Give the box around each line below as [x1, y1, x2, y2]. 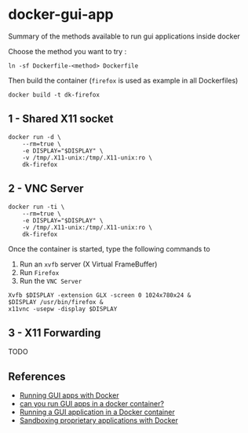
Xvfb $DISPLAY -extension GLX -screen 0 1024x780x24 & [8, 291, 191, 299]
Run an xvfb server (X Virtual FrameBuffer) [19, 259, 158, 269]
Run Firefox [19, 267, 60, 277]
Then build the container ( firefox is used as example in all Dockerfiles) [8, 75, 239, 85]
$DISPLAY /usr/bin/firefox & [8, 298, 104, 306]
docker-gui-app [8, 6, 114, 24]
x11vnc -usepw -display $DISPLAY [8, 305, 118, 313]
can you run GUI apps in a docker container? [19, 399, 165, 409]
